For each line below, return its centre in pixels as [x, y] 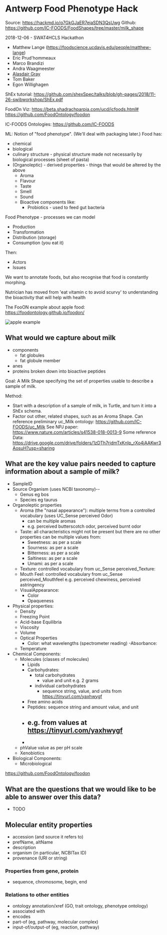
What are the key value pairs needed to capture [80, 464]
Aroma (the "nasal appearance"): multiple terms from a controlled [87, 510]
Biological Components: [37, 758]
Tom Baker [23, 79]
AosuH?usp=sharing [33, 448]
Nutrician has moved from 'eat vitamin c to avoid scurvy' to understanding [82, 292]
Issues [19, 267]
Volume [28, 632]
